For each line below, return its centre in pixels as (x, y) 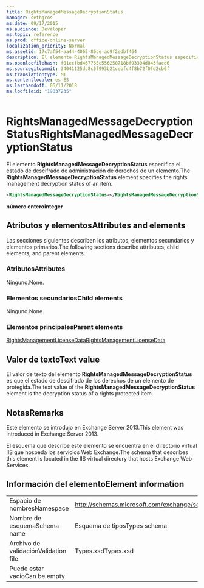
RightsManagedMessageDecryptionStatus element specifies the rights (97, 177)
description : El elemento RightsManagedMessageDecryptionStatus (89, 57)
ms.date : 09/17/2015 (32, 23)
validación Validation (38, 551)
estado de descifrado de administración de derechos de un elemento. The (98, 171)
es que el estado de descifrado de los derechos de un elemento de (90, 381)
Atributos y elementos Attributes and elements (96, 226)
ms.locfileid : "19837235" (39, 91)
